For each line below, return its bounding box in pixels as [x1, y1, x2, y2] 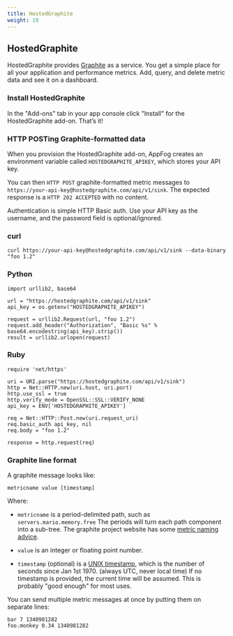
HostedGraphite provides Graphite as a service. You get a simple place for [7, 61, 221, 70]
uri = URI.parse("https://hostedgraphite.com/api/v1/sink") [7, 378, 186, 385]
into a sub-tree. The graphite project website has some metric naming [17, 525, 218, 533]
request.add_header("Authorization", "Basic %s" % [7, 321, 158, 328]
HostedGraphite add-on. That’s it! [7, 116, 103, 125]
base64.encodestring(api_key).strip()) [7, 328, 123, 335]
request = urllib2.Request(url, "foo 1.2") [7, 315, 136, 323]
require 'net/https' [7, 365, 68, 373]
